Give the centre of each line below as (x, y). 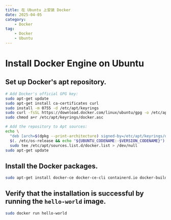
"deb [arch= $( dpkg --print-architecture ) (54, 136)
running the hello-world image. (56, 201)
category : (16, 19)
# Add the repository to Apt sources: (46, 127)
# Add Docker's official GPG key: (42, 94)
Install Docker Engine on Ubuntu (75, 64)
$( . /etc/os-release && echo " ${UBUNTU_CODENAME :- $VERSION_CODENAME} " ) (88, 141)
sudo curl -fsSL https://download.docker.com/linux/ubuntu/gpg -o (77, 113)
